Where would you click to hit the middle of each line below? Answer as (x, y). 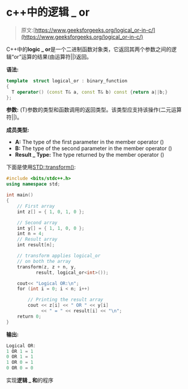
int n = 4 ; (31, 234)
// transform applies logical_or (59, 256)
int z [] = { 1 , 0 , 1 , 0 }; (51, 212)
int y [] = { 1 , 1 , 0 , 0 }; (51, 228)
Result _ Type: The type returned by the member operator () (89, 155)
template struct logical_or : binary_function (67, 81)
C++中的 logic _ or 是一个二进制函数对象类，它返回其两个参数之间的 (89, 49)
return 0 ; (29, 316)
